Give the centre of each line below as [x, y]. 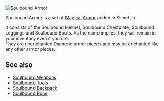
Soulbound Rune [30, 93]
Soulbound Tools [30, 82]
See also [19, 65]
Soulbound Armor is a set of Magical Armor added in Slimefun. [71, 18]
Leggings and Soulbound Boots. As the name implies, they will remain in [80, 33]
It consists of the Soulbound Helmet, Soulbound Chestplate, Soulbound [80, 27]
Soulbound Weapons [35, 77]
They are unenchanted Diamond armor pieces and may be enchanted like [82, 44]
